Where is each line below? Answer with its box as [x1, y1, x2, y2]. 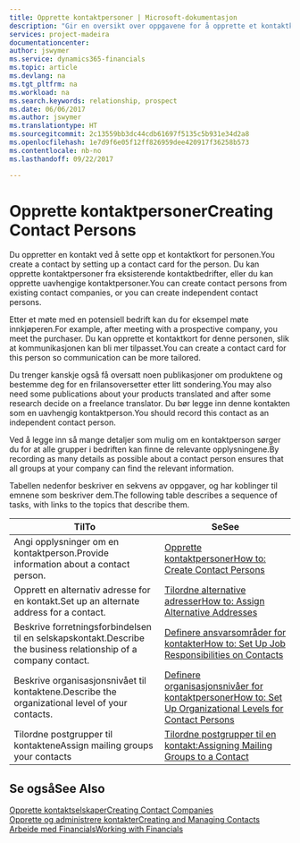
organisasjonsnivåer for [164, 680, 263, 693]
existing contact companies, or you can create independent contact [9, 287, 259, 298]
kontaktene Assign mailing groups [13, 739, 154, 752]
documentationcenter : [9, 38, 90, 47]
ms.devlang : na [9, 72, 66, 81]
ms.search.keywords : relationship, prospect [9, 96, 178, 106]
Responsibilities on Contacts [164, 649, 284, 661]
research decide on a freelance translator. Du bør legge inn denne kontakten [9, 398, 290, 409]
